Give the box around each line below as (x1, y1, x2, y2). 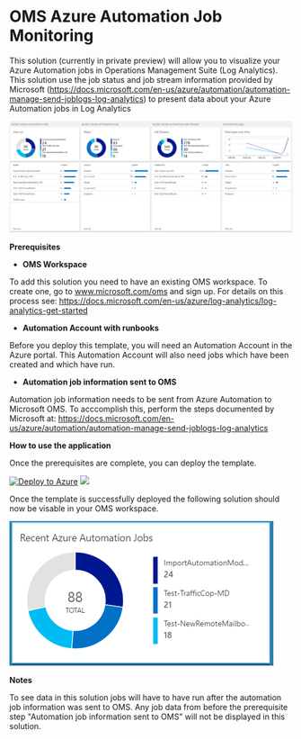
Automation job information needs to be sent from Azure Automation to (9, 394, 272, 405)
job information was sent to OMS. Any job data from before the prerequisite (9, 702, 288, 713)
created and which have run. (9, 359, 115, 370)
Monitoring (9, 25, 94, 46)
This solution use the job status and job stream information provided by (9, 74, 273, 85)
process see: (9, 295, 58, 307)
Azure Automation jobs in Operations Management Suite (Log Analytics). (9, 65, 279, 76)
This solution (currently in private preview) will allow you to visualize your (9, 55, 280, 66)
